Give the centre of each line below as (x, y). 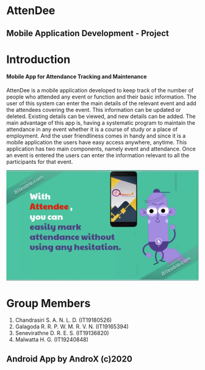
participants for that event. (40, 161)
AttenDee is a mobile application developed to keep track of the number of (100, 90)
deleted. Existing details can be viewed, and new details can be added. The (101, 116)
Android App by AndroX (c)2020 (69, 359)
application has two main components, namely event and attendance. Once (101, 149)
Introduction (38, 59)
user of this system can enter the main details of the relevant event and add (101, 103)
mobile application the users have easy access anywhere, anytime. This (97, 142)
